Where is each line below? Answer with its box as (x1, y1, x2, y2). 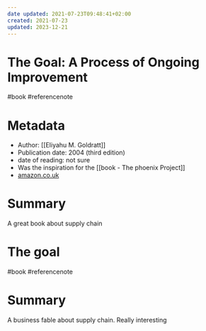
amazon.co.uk (17, 171, 59, 179)
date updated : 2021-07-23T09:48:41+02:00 (7, 10, 132, 18)
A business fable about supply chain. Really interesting (7, 316, 168, 325)
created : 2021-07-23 (7, 17, 69, 24)
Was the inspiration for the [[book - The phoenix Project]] (17, 164, 185, 172)
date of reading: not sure (17, 156, 91, 164)
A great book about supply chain (7, 219, 103, 228)
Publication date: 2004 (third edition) (17, 148, 125, 157)
